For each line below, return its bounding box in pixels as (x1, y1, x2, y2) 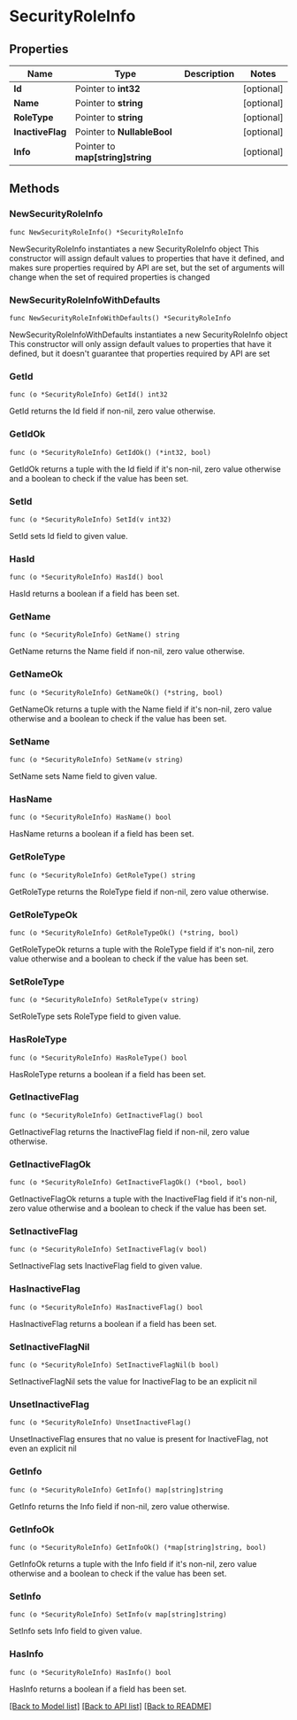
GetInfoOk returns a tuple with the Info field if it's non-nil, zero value (9, 1558, 257, 1569)
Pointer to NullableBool (74, 126, 172, 138)
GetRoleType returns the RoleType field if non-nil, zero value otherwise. (9, 886, 270, 897)
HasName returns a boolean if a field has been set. (9, 829, 194, 839)
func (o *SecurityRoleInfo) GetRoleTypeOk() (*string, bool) (9, 928, 240, 937)
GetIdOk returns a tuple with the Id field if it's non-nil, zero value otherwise (9, 463, 281, 474)
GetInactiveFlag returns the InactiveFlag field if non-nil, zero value (9, 1126, 250, 1137)
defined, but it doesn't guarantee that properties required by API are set (9, 348, 270, 359)
